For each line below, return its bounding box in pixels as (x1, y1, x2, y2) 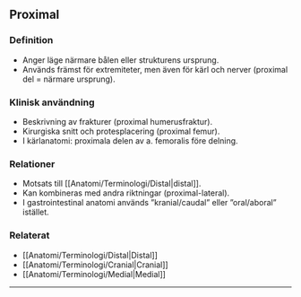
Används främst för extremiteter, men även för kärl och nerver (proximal (21, 64, 288, 74)
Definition (9, 34, 54, 47)
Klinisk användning (9, 96, 95, 109)
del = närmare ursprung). (21, 74, 116, 84)
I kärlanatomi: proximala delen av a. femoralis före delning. (21, 135, 239, 146)
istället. (21, 206, 49, 218)
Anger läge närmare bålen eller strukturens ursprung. (21, 54, 219, 66)
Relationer (9, 157, 56, 170)
